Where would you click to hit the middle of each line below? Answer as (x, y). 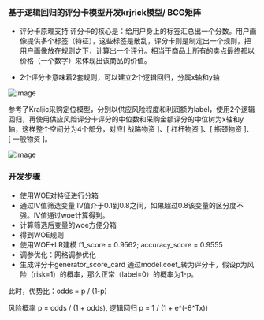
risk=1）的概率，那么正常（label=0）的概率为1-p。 (116, 274)
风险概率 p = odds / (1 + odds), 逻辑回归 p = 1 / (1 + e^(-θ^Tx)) (108, 307)
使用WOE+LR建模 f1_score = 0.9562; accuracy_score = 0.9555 (121, 244)
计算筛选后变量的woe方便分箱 (68, 225)
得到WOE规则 (42, 235)
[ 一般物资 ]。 (30, 139)
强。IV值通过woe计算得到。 (64, 215)
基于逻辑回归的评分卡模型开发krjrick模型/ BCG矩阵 (105, 12)
